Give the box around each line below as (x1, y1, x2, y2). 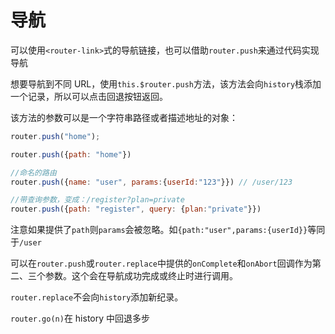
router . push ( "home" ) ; (10, 131, 101, 141)
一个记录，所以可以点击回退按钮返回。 (10, 90, 168, 102)
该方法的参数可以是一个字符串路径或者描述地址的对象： (10, 111, 238, 123)
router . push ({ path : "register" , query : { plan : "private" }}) (10, 204, 262, 215)
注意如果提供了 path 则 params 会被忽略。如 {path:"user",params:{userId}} (10, 224, 308, 236)
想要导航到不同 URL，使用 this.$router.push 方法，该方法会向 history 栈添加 (10, 77, 322, 90)
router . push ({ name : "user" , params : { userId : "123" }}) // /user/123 (10, 177, 293, 187)
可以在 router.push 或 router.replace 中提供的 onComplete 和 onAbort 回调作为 (10, 257, 313, 270)
